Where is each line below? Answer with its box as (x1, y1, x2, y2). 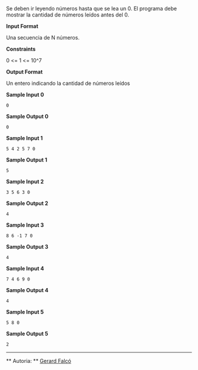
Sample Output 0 (6, 113, 49, 120)
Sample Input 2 (6, 178, 44, 185)
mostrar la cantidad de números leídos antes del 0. (6, 11, 130, 18)
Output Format (6, 68, 43, 75)
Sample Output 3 (6, 243, 48, 250)
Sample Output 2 (6, 200, 48, 207)
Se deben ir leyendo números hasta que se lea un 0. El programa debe (6, 5, 177, 12)
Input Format (6, 23, 38, 29)
